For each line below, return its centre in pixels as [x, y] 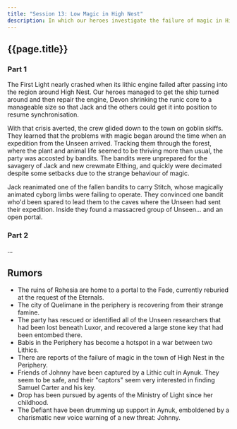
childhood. [33, 403]
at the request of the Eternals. [61, 298]
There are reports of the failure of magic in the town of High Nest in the [121, 358]
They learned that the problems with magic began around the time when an [117, 136]
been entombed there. [50, 335]
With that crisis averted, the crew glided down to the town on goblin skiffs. [115, 129]
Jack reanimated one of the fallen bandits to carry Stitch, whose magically [115, 187]
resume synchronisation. [43, 114]
